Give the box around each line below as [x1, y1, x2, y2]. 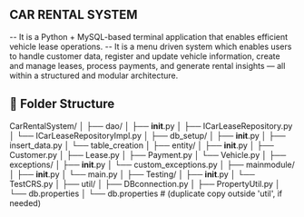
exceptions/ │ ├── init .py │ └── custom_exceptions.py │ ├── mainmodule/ [9, 159, 295, 170]
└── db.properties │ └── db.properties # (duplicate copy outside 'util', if [9, 188, 283, 199]
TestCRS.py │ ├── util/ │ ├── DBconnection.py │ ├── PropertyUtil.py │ [9, 178, 281, 189]
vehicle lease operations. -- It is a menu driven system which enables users [9, 41, 292, 52]
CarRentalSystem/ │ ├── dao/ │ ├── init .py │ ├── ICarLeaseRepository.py [9, 120, 293, 131]
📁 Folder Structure [9, 96, 115, 112]
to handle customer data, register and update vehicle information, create [9, 50, 280, 62]
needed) [9, 197, 42, 208]
